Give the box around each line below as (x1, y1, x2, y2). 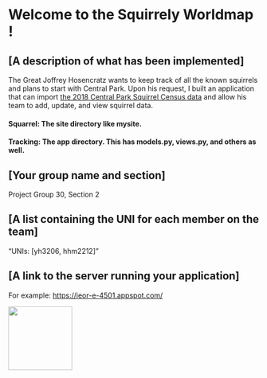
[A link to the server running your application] (8, 269, 240, 283)
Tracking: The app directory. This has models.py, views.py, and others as (8, 137, 257, 146)
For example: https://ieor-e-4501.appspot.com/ (8, 290, 163, 300)
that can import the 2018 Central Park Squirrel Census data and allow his (8, 92, 247, 101)
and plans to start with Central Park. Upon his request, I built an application (8, 84, 255, 93)
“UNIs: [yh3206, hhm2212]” (8, 246, 100, 255)
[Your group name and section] (8, 169, 166, 182)
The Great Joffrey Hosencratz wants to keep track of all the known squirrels (8, 76, 258, 84)
